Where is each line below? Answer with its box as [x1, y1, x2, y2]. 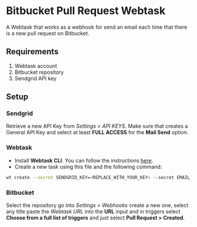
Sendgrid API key [14, 74, 57, 82]
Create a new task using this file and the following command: [14, 163, 162, 170]
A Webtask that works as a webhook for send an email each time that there [6, 23, 188, 31]
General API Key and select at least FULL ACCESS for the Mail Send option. [6, 129, 189, 136]
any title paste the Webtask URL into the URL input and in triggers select [6, 208, 181, 215]
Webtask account [14, 62, 57, 69]
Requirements [6, 47, 59, 57]
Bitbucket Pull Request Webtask [6, 4, 166, 18]
